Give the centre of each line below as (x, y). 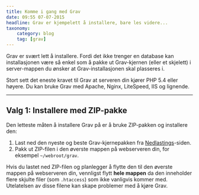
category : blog (36, 34)
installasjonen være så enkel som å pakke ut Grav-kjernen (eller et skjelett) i (99, 62)
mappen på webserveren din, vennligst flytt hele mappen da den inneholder (99, 173)
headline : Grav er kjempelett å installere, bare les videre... (87, 23)
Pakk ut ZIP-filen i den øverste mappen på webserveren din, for (92, 149)
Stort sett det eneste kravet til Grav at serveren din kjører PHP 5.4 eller (92, 80)
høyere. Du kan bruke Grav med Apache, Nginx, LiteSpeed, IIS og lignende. (98, 86)
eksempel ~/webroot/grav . (46, 155)
